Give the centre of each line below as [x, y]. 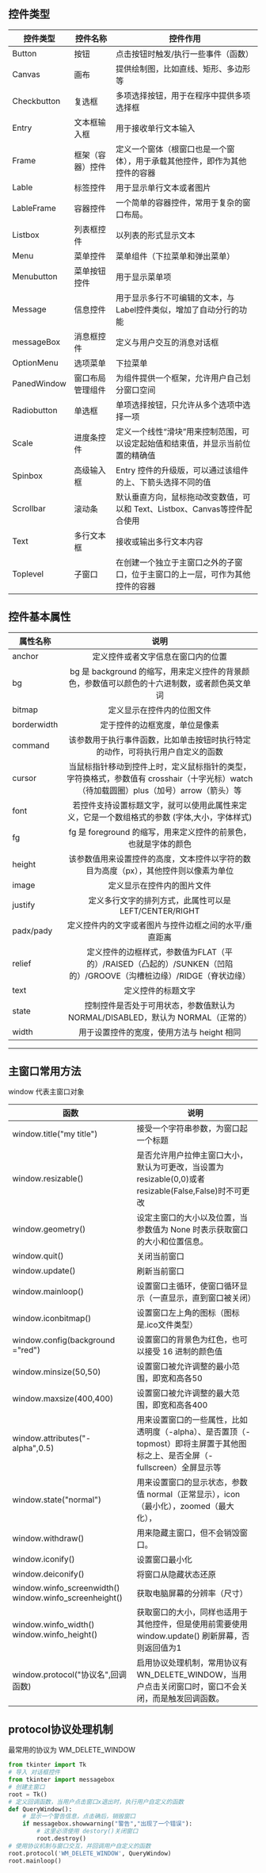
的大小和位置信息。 [172, 1242]
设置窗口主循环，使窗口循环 [188, 1286]
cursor [25, 778]
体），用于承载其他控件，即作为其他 [181, 161]
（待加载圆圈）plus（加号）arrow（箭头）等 [160, 790]
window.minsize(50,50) [57, 1372]
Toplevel [28, 573]
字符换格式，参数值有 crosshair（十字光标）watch [160, 778]
